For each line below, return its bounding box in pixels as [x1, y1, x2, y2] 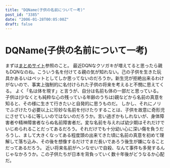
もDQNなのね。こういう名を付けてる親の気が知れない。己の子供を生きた [5, 69, 157, 75]
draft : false [5, 21, 33, 27]
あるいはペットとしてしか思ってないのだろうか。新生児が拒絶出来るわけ [14, 75, 164, 81]
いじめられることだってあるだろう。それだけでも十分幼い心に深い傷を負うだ [5, 126, 164, 132]
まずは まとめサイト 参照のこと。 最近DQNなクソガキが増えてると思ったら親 [5, 63, 163, 69]
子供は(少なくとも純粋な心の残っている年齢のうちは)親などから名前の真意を [5, 94, 163, 100]
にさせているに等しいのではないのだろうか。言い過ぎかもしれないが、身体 [5, 113, 160, 119]
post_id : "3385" [5, 12, 39, 17]
